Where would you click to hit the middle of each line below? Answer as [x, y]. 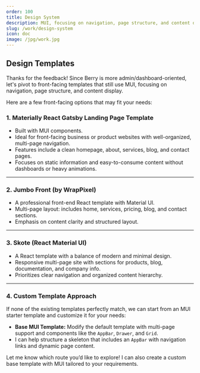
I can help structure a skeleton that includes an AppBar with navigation [100, 340]
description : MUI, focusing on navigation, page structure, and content [98, 23]
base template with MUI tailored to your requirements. [72, 364]
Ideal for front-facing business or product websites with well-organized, [103, 137]
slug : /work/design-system [40, 28]
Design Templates [40, 64]
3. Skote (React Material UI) [46, 243]
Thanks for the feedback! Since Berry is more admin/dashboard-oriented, [96, 78]
